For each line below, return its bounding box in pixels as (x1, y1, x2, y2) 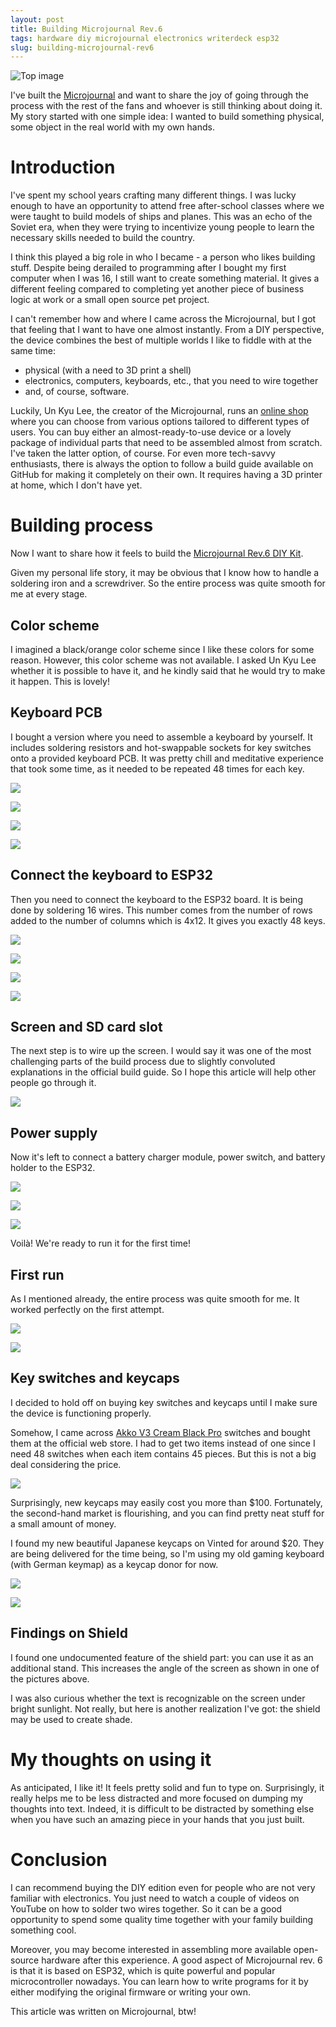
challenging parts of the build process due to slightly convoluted (10, 1056, 276, 1068)
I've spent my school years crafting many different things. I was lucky (10, 189, 297, 201)
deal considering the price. (10, 1458, 122, 1470)
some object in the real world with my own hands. (10, 121, 215, 133)
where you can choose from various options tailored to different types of (10, 416, 310, 428)
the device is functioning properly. (10, 1407, 152, 1419)
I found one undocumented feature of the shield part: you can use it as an (10, 1651, 314, 1663)
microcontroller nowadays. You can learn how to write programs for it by (10, 1975, 309, 1987)
